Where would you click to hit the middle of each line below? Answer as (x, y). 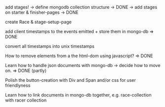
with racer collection (26, 100)
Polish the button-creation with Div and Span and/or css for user (71, 80)
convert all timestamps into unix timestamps (50, 46)
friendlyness (18, 85)
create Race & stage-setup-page (38, 22)
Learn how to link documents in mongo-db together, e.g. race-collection (78, 95)
